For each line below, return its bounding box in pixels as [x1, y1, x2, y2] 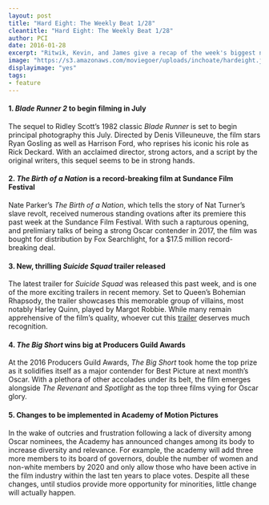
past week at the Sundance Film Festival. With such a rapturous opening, [8, 217, 249, 227]
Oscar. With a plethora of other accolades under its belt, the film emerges [8, 374, 251, 385]
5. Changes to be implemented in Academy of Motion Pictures [8, 410, 219, 419]
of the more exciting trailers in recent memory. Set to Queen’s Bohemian [8, 288, 246, 297]
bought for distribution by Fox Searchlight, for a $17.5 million [8, 234, 207, 244]
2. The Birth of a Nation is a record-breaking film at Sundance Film [8, 174, 234, 184]
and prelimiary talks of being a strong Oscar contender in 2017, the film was [8, 225, 258, 235]
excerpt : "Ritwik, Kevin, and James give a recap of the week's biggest [8, 49, 256, 57]
